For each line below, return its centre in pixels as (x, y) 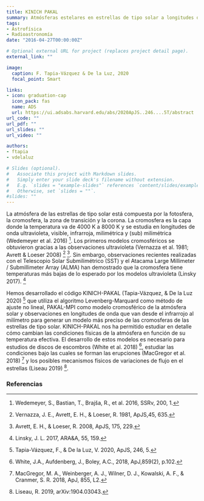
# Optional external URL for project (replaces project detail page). (97, 51)
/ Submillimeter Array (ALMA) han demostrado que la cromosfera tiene (95, 267)
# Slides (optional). (34, 168)
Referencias (25, 384)
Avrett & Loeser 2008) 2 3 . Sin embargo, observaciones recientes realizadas (101, 254)
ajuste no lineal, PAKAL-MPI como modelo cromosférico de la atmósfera (96, 307)
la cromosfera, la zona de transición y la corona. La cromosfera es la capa (99, 220)
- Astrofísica (24, 29)
